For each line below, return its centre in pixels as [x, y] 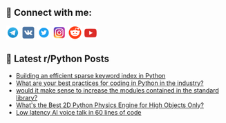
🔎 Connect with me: [49, 13]
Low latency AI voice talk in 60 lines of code [78, 112]
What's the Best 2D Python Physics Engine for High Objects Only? [110, 105]
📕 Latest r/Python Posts [58, 59]
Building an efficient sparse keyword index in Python [91, 75]
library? [27, 97]
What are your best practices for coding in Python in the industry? [110, 83]
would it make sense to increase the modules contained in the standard [117, 90]
